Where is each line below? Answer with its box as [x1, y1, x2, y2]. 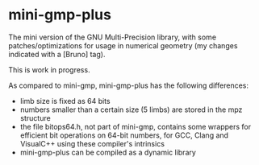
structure [19, 113, 51, 122]
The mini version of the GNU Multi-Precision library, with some [8, 32, 216, 42]
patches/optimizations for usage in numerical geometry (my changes [8, 40, 238, 50]
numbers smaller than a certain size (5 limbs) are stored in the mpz [19, 105, 243, 114]
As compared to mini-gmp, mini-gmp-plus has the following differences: [8, 80, 249, 90]
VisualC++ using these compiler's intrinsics [19, 138, 165, 148]
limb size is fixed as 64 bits [19, 96, 111, 105]
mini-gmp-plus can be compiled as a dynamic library [19, 147, 196, 157]
